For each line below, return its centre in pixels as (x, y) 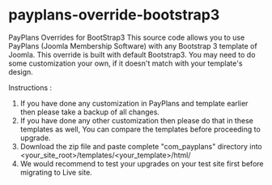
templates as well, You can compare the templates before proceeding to (140, 129)
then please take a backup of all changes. (90, 112)
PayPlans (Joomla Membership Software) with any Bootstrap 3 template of (133, 45)
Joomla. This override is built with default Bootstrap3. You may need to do (132, 54)
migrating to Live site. (56, 172)
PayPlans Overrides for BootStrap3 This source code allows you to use (127, 37)
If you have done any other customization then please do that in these (136, 120)
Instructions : (30, 88)
